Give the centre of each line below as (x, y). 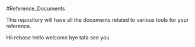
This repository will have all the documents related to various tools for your (97, 20)
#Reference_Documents (36, 9)
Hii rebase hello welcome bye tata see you (58, 37)
